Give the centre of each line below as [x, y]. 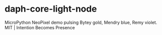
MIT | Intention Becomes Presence [40, 27]
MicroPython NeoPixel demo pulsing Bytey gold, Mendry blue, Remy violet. [81, 22]
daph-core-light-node [51, 9]
